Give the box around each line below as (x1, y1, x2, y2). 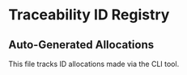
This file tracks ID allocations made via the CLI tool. (8, 59, 180, 69)
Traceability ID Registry (8, 6, 170, 24)
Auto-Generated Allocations (8, 38, 155, 52)
